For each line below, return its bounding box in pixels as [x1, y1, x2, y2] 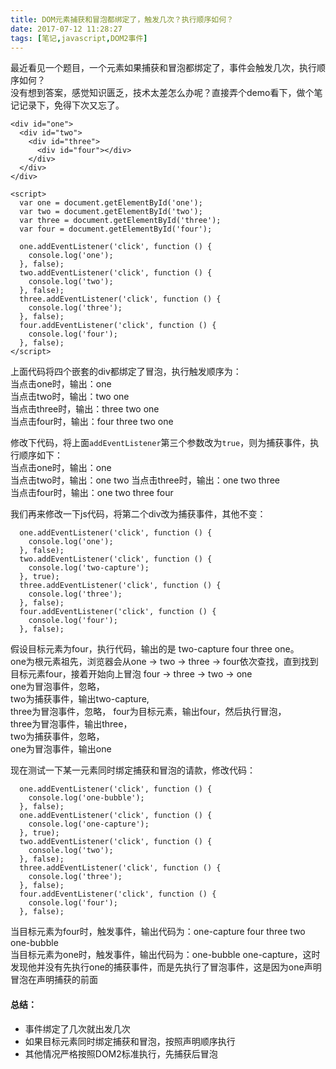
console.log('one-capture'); [28, 819, 150, 830]
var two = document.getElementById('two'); [19, 207, 203, 217]
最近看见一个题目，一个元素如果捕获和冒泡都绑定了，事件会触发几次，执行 [10, 62, 317, 74]
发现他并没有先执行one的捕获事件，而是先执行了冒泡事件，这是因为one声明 [10, 961, 322, 973]
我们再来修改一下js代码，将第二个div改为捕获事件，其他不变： [10, 508, 267, 520]
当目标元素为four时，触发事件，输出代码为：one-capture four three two [10, 926, 306, 938]
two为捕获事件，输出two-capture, [10, 693, 150, 705]
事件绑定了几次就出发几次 [24, 1022, 131, 1035]
